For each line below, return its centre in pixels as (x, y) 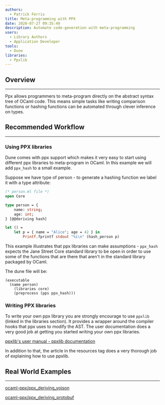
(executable (17, 280)
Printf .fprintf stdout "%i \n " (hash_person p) (71, 237)
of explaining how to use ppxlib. (37, 356)
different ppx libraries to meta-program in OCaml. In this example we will (78, 163)
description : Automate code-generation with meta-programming (70, 28)
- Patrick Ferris (27, 14)
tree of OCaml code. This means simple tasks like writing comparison (75, 102)
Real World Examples (38, 371)
